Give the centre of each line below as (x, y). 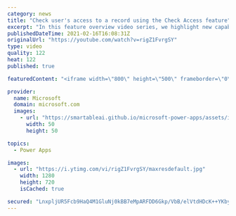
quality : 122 (26, 53)
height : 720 (37, 183)
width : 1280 (37, 176)
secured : (20, 201)
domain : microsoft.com (47, 105)
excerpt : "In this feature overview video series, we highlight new (110, 27)
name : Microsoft (37, 98)
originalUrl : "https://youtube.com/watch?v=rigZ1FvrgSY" (92, 40)
